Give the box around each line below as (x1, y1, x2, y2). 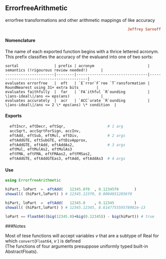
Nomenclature (5, 37, 36, 44)
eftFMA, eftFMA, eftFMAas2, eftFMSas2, (9, 151, 92, 157)
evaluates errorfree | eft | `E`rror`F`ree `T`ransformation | (5, 80, 150, 86)
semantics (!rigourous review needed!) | (5, 67, 103, 72)
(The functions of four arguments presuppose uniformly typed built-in (5, 243, 148, 249)
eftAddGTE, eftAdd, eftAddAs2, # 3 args (9, 142, 126, 147)
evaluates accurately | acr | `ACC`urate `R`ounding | (5, 98, 150, 103)
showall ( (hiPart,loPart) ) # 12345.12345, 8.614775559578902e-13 (5, 205, 146, 210)
